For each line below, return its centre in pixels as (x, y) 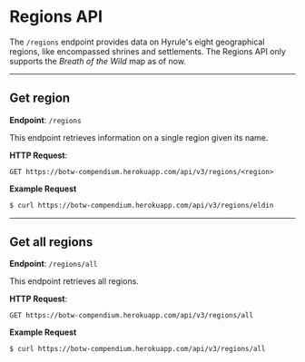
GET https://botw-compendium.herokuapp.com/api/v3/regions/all (132, 316)
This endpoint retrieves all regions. (74, 281)
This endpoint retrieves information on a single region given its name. (139, 137)
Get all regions (51, 242)
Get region (40, 98)
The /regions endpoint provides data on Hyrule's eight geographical (137, 42)
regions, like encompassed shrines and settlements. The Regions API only (148, 51)
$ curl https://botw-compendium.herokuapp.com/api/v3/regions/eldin (142, 205)
